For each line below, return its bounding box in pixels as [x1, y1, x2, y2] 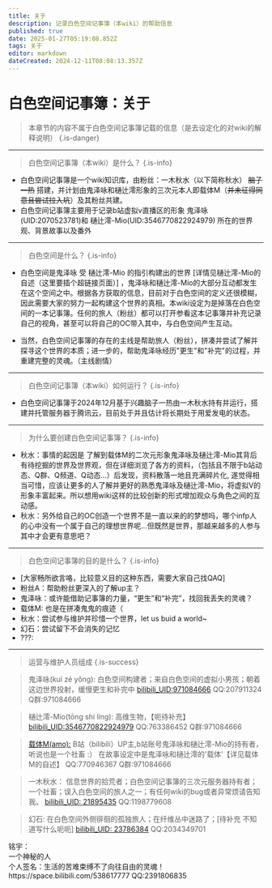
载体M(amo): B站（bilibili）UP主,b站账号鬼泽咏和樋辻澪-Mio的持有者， [28, 739, 263, 749]
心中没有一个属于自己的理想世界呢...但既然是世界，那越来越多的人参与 [27, 520, 261, 531]
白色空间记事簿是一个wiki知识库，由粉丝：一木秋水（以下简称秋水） [19, 175, 247, 185]
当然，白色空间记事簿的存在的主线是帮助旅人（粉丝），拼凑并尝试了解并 [19, 335, 258, 345]
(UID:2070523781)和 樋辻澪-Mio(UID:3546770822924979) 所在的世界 [19, 216, 253, 225]
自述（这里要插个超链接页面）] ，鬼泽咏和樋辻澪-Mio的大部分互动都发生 [19, 277, 257, 288]
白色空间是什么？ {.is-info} [28, 250, 117, 260]
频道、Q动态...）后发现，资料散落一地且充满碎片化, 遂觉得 [59, 470, 253, 480]
